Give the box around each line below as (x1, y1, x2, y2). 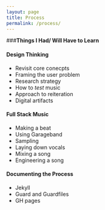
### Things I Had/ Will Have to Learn (6, 37, 99, 44)
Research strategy (15, 77, 61, 85)
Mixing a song (15, 150, 51, 157)
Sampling (15, 137, 39, 144)
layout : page (6, 9, 39, 15)
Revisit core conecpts (15, 65, 70, 72)
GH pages (15, 197, 41, 204)
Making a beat (15, 124, 52, 131)
